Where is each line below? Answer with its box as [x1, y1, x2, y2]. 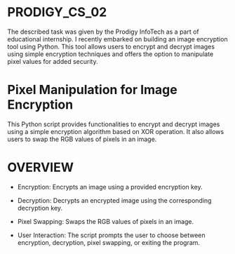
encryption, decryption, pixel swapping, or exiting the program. [17, 238, 201, 246]
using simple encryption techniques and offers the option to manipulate [7, 50, 214, 58]
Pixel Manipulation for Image [7, 82, 177, 98]
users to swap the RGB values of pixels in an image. [7, 135, 157, 143]
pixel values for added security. [7, 57, 98, 65]
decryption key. [17, 203, 63, 212]
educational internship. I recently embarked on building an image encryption [7, 34, 228, 43]
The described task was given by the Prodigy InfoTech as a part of [7, 27, 200, 36]
